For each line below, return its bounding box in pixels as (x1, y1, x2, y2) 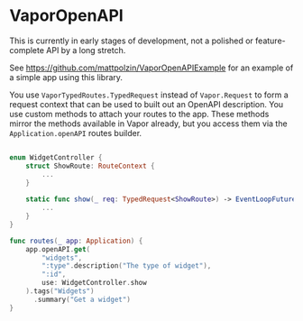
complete (9, 44, 45, 55)
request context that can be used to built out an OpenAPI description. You (9, 98, 284, 109)
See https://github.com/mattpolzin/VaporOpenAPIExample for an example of (9, 62, 294, 73)
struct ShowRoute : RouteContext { (25, 161, 155, 170)
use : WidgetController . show (41, 279, 147, 288)
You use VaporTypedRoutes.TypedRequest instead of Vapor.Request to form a (9, 89, 289, 100)
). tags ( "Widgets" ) (25, 287, 95, 296)
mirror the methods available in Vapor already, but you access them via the (9, 118, 288, 129)
